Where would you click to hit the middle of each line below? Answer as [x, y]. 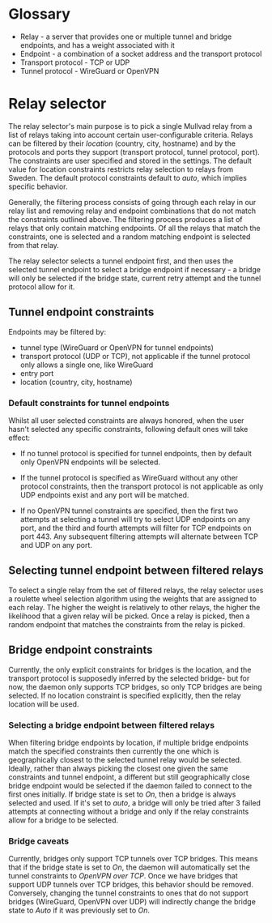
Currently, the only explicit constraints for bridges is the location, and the [130, 669]
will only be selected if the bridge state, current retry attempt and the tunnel [135, 278]
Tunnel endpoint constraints [81, 312]
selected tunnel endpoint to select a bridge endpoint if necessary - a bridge [135, 269]
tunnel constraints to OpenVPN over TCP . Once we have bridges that [123, 876]
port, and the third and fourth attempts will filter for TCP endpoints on [136, 528]
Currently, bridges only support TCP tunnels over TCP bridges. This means [133, 859]
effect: [19, 438]
